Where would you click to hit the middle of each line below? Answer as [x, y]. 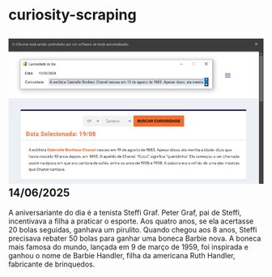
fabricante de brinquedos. [52, 264]
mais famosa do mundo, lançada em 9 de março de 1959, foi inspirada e [129, 247]
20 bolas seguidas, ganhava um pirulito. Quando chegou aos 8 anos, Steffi [133, 229]
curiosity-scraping [72, 15]
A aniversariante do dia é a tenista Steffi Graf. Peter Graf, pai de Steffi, [125, 212]
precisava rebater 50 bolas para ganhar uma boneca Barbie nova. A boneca [135, 238]
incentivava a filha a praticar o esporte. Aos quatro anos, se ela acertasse [131, 221]
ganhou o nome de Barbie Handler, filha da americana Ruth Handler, [122, 255]
